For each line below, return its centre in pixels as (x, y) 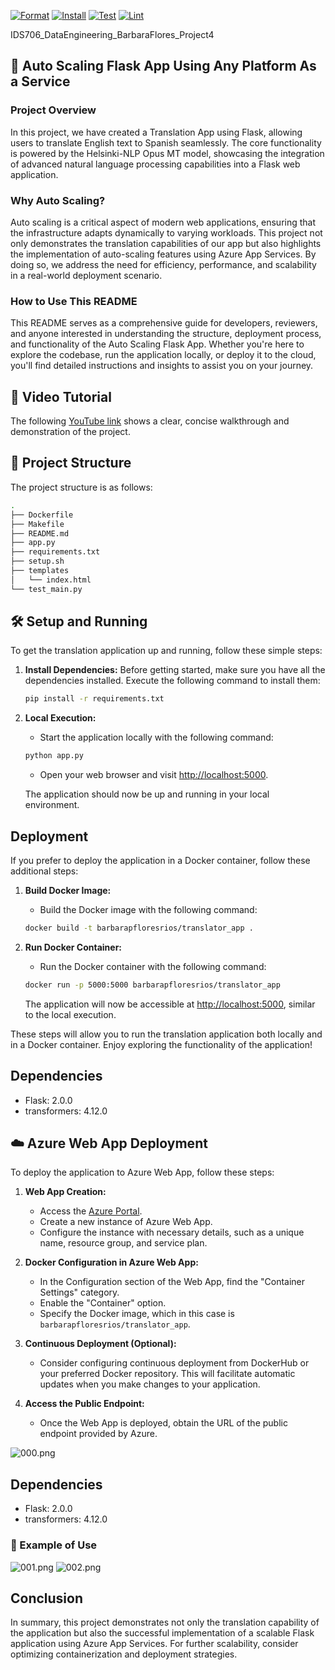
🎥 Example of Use (54, 1545)
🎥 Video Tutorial (61, 396)
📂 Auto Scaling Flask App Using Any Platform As (163, 66)
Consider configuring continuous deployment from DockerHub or (174, 1363)
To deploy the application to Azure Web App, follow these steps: (142, 1172)
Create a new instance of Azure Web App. (126, 1222)
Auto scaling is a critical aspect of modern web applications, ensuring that (163, 222)
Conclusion (47, 1598)
